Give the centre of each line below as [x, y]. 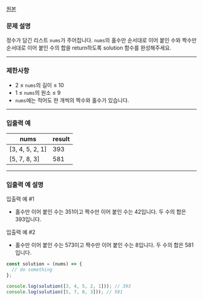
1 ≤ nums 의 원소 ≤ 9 [38, 92]
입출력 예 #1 [20, 199]
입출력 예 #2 [21, 232]
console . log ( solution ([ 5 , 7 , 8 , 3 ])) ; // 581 [65, 292]
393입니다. [28, 219]
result [61, 139]
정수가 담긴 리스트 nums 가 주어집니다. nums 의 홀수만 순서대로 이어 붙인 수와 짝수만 [101, 40]
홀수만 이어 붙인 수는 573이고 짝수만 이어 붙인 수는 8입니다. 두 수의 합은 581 [104, 245]
